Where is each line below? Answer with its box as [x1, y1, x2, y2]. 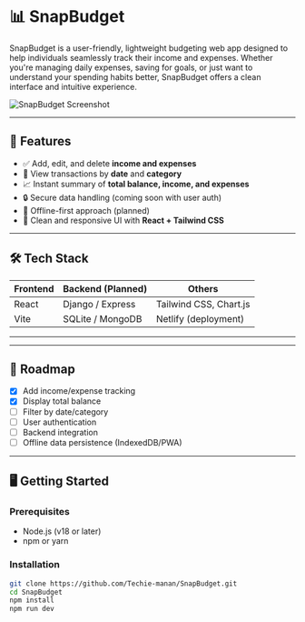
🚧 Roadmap [9, 361, 75, 376]
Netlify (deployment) [155, 312, 245, 325]
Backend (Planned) [63, 282, 148, 295]
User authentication [22, 416, 97, 427]
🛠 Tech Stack [9, 251, 89, 266]
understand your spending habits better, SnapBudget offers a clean [9, 71, 261, 82]
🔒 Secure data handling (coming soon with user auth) [22, 192, 222, 203]
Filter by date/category [22, 406, 109, 417]
